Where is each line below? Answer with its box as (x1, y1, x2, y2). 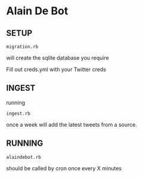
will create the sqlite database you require (6, 54, 109, 61)
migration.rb (6, 44, 39, 50)
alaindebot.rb (6, 154, 42, 160)
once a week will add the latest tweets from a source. (6, 121, 137, 128)
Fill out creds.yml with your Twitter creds (6, 66, 106, 73)
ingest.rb (6, 111, 31, 116)
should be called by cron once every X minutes (6, 164, 122, 171)
